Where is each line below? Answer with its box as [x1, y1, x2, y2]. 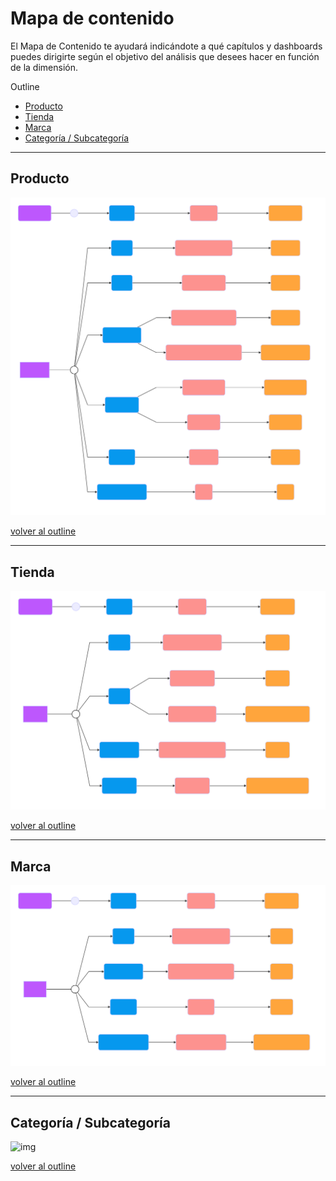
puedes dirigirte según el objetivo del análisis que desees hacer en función [10, 50, 320, 62]
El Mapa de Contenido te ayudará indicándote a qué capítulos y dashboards [10, 40, 323, 52]
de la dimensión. [10, 61, 79, 73]
